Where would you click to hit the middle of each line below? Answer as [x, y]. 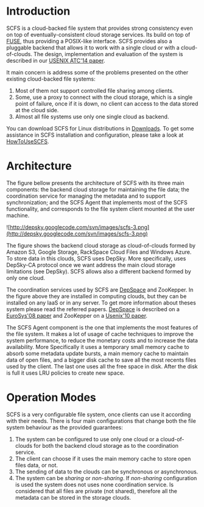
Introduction [38, 11]
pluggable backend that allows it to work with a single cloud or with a [93, 48]
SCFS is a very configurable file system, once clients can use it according [99, 414]
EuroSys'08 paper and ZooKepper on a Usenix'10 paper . [77, 315]
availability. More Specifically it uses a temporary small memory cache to [98, 347]
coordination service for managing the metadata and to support [86, 196]
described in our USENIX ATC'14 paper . [56, 60]
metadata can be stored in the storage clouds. [73, 497]
